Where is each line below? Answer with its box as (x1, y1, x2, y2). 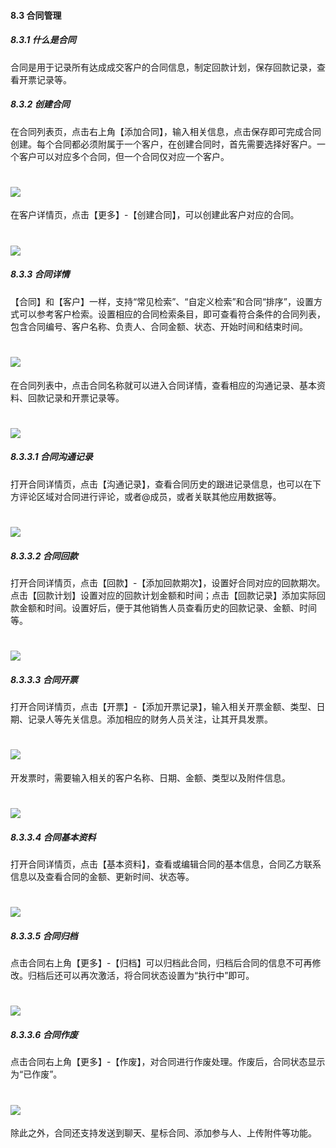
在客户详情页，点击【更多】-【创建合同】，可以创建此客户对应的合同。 (10, 209, 300, 221)
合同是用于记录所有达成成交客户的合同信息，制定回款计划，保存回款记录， (10, 61, 317, 73)
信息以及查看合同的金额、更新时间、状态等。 (10, 871, 195, 883)
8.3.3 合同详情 (10, 268, 70, 280)
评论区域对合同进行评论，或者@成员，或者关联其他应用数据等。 (18, 490, 282, 502)
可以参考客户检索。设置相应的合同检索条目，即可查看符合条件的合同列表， (18, 308, 326, 320)
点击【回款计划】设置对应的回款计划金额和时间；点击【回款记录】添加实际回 (10, 589, 326, 601)
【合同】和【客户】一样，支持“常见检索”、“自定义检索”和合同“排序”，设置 (10, 295, 314, 307)
